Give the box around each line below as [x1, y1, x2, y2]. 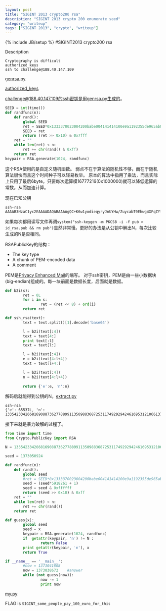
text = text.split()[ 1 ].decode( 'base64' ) [23, 320, 110, 325]
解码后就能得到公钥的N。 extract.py [5, 393, 77, 399]
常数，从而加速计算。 [5, 184, 48, 190]
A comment [12, 262, 36, 268]
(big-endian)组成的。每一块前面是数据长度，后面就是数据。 [5, 278, 126, 284]
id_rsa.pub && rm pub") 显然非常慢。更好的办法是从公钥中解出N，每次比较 [5, 224, 157, 230]
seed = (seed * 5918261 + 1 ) [23, 481, 79, 486]
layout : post [5, 7, 32, 12]
